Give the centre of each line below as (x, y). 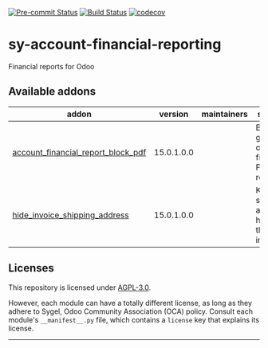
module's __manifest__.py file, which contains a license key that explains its (134, 319)
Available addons (52, 92)
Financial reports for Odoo (51, 66)
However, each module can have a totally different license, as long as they (130, 303)
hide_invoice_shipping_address (71, 215)
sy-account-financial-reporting (115, 45)
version (174, 114)
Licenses (31, 268)
